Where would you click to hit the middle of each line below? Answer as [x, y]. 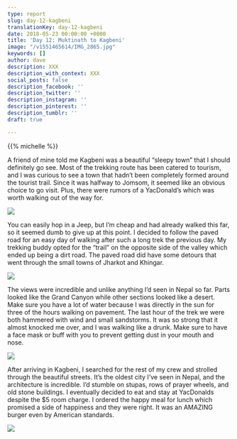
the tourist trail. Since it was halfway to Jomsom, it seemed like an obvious [116, 183]
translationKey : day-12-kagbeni [55, 27]
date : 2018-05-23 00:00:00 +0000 [57, 34]
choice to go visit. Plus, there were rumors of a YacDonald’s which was [111, 190]
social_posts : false [38, 80]
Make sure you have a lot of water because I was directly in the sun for [111, 304]
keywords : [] [27, 54]
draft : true [25, 119]
